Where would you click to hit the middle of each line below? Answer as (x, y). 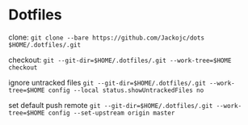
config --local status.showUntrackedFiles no (126, 90)
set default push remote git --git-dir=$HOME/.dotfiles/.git (111, 105)
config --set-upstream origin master (111, 113)
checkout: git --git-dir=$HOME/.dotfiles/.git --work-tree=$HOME (120, 60)
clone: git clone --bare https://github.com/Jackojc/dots (106, 37)
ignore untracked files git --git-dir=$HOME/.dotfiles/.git (107, 82)
